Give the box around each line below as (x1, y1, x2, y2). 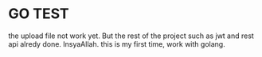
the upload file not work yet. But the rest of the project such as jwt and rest (8, 31, 255, 40)
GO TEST (8, 5, 69, 23)
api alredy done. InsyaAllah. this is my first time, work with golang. (8, 39, 225, 48)
